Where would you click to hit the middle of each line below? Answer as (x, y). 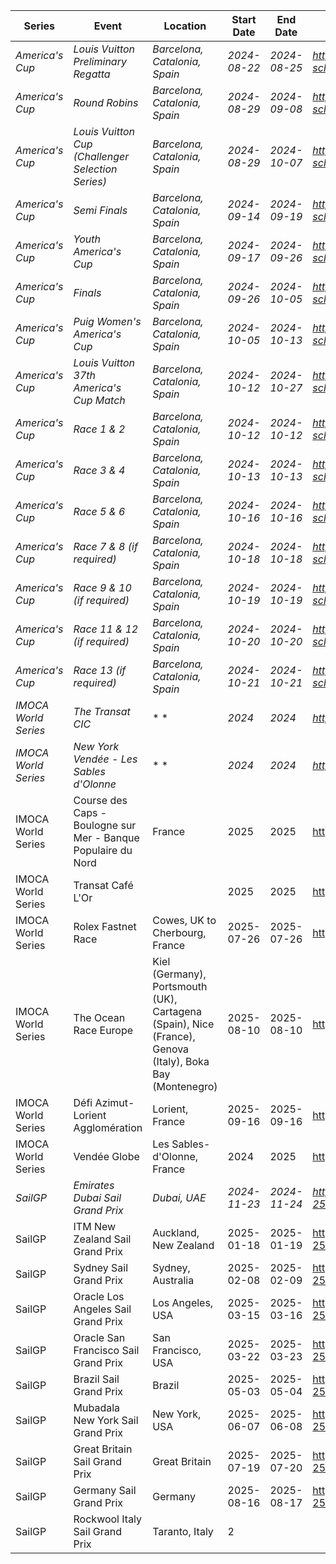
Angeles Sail (102, 1309)
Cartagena (177, 1011)
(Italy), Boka (181, 1061)
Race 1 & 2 (99, 429)
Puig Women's (107, 321)
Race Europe (103, 1030)
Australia (173, 1280)
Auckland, (176, 1232)
